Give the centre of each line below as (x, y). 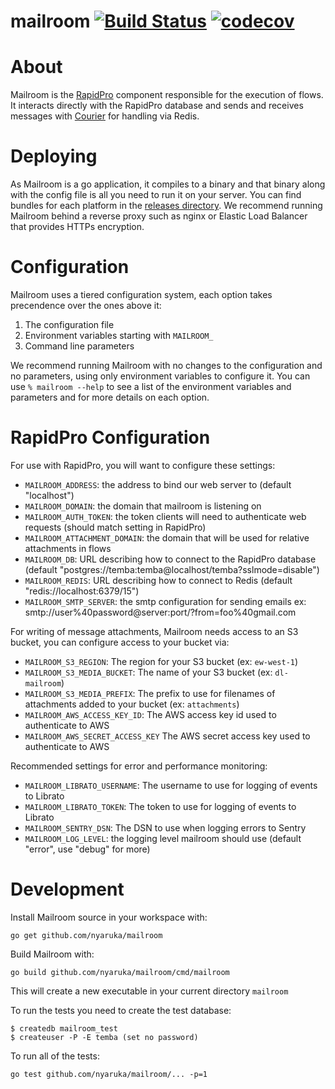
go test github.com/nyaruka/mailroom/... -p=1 (109, 1074)
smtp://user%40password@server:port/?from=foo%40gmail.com (160, 612)
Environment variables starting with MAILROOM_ (119, 335)
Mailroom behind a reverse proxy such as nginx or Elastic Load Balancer (159, 216)
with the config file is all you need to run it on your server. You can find (156, 195)
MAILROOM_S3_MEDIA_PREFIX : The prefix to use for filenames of (150, 693)
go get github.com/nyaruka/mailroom (86, 935)
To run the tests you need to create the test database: (121, 1010)
